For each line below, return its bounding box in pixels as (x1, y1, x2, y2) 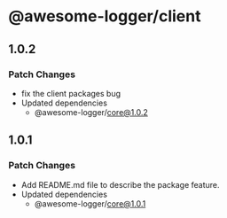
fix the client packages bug (20, 88, 121, 98)
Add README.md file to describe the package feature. (20, 179, 220, 190)
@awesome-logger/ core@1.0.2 (34, 106, 148, 117)
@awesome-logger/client (8, 6, 201, 27)
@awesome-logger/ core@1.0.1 (34, 198, 146, 209)
